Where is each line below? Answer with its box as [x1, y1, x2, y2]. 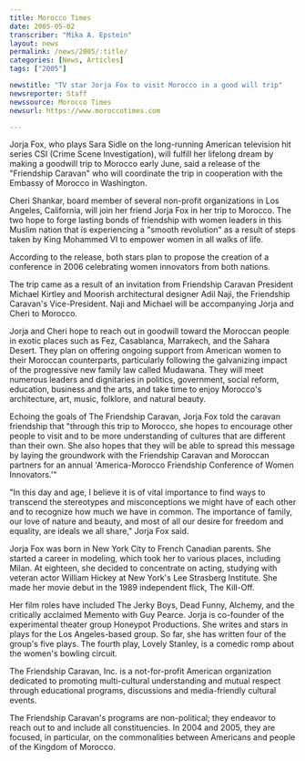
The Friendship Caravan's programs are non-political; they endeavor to [9, 713, 276, 724]
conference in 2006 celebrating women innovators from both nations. [9, 262, 270, 273]
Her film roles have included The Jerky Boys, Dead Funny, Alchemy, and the [9, 600, 295, 611]
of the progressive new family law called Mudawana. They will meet [9, 365, 264, 375]
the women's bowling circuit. [9, 648, 118, 659]
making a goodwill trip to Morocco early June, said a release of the [9, 159, 261, 170]
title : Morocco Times [9, 13, 92, 23]
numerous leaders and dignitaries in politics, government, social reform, [9, 375, 280, 386]
